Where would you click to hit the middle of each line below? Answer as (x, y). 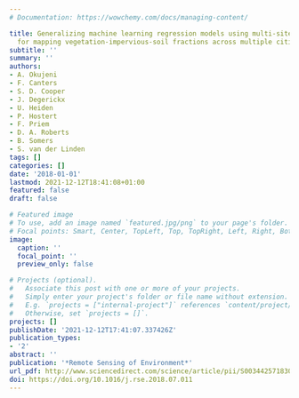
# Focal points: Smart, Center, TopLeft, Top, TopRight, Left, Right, (143, 231)
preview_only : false (55, 264)
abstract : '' (33, 355)
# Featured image (41, 215)
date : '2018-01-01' (45, 174)
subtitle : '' (33, 50)
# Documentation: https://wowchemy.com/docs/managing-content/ (129, 17)
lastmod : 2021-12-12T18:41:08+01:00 (77, 182)
